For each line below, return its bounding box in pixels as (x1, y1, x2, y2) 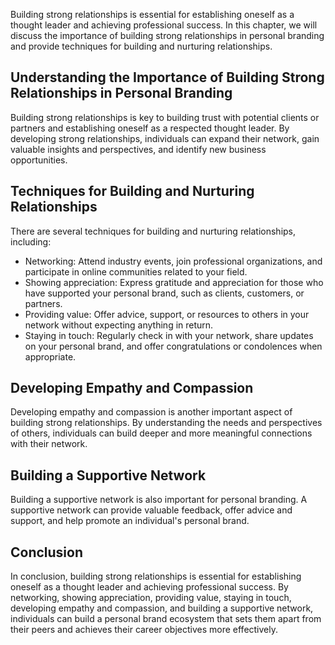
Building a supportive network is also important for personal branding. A (10, 494, 308, 506)
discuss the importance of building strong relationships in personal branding (10, 30, 325, 41)
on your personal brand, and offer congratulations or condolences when (24, 340, 323, 352)
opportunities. (10, 154, 68, 166)
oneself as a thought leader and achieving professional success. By (10, 581, 289, 593)
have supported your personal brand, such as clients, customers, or (24, 287, 305, 299)
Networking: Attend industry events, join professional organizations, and (24, 255, 323, 267)
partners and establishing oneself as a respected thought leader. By (10, 122, 290, 134)
